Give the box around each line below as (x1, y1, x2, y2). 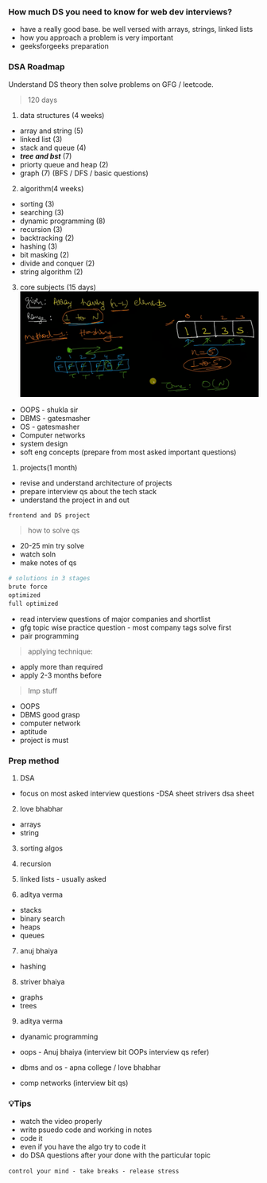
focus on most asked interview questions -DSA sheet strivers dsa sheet (19, 788, 254, 799)
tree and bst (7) (19, 151, 72, 161)
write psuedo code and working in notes (19, 1125, 153, 1134)
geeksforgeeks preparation (19, 41, 110, 51)
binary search (19, 914, 66, 923)
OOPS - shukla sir (19, 405, 79, 415)
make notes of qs (19, 558, 77, 568)
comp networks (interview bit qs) (19, 1079, 129, 1088)
